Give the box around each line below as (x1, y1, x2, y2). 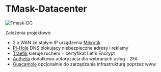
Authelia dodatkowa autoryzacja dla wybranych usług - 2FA (12, 55, 138, 61)
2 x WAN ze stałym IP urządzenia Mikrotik (12, 39, 101, 46)
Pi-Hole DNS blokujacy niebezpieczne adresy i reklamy (12, 45, 128, 51)
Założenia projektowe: (5, 29, 52, 35)
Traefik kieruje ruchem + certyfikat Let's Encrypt (12, 50, 115, 56)
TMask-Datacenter (5, 3, 88, 15)
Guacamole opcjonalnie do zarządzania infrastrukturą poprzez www (12, 61, 156, 67)
